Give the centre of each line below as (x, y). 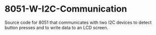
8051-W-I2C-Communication (66, 9)
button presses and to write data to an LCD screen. (57, 27)
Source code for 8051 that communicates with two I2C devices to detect (78, 22)
